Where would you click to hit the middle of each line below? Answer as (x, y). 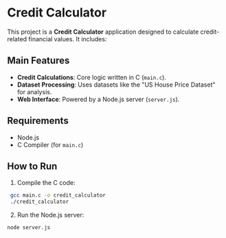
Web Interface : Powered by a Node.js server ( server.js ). (98, 99)
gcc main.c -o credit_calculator (58, 195)
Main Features (38, 61)
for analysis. (34, 91)
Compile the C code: (46, 183)
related (17, 39)
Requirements (38, 121)
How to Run (32, 166)
